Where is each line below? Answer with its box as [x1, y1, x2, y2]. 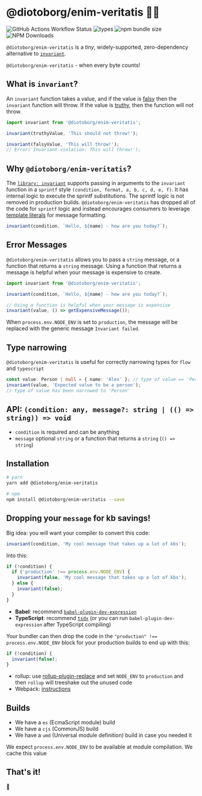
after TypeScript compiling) [43, 621, 111, 628]
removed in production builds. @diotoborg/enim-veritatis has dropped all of [6, 199, 195, 206]
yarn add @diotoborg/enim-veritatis [6, 480, 98, 486]
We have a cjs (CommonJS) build [14, 725, 99, 733]
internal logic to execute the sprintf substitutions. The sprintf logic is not [6, 192, 185, 199]
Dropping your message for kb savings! [6, 513, 151, 524]
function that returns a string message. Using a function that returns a [6, 262, 182, 269]
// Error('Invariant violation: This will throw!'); [6, 147, 141, 153]
